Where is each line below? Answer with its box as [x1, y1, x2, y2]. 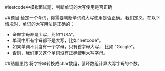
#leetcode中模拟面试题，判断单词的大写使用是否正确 [5, 4, 113, 10]
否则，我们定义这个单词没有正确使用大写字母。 [12, 50, 108, 56]
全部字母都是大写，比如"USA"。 [12, 32, 78, 37]
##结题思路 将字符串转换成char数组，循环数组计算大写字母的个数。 [5, 61, 142, 66]
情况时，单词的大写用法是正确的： [5, 21, 75, 27]
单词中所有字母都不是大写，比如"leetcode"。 [12, 37, 104, 43]
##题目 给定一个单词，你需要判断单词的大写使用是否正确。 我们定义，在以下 [5, 15, 161, 21]
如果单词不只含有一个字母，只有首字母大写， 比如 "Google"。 [12, 44, 137, 49]
